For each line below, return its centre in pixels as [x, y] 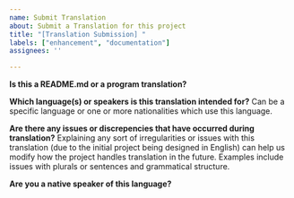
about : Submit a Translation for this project [98, 26]
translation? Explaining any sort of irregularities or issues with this [132, 138]
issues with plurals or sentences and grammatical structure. [120, 167]
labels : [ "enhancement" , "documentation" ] [90, 43]
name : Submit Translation [57, 17]
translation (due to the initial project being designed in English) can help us [147, 148]
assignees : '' [36, 51]
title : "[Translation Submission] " [78, 34]
